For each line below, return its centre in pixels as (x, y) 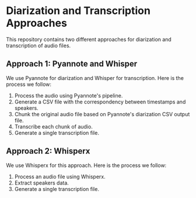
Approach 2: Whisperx (48, 151)
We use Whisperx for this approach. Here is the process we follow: (86, 165)
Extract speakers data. (41, 183)
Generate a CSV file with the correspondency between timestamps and (100, 102)
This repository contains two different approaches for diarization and (89, 39)
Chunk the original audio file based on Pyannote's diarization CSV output (102, 114)
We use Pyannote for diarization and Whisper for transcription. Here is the (95, 78)
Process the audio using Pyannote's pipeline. (69, 95)
